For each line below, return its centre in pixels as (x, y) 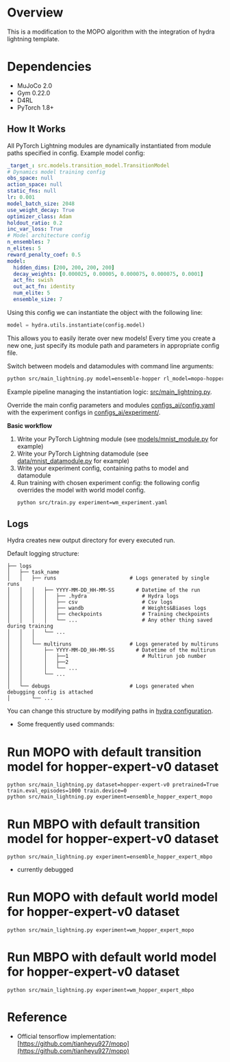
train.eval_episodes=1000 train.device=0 (67, 791)
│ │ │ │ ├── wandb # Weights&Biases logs (107, 609)
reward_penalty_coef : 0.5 (44, 255)
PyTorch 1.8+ (36, 107)
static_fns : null (32, 191)
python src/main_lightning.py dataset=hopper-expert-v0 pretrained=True (113, 785)
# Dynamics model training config (56, 172)
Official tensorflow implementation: (66, 1037)
